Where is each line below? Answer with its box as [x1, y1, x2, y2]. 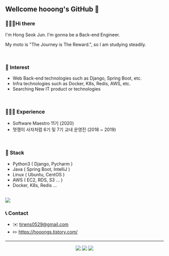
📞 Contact [5, 210, 29, 217]
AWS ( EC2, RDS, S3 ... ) [12, 177, 63, 183]
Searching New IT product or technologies [12, 86, 101, 92]
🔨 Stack [5, 149, 25, 156]
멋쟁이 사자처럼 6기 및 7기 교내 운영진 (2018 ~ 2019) [12, 126, 116, 133]
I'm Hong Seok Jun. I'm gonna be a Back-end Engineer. [5, 31, 120, 38]
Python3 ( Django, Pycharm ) [12, 161, 73, 167]
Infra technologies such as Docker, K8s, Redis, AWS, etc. [12, 80, 131, 86]
